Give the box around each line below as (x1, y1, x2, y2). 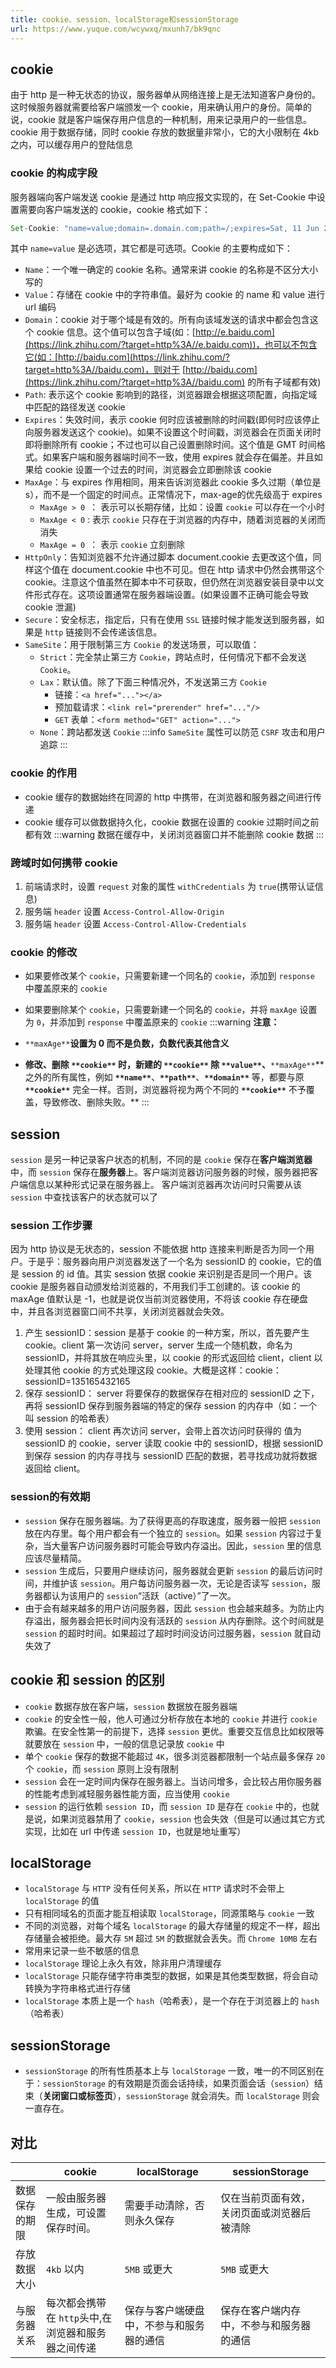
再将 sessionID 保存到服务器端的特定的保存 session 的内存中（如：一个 (24, 1400, 318, 1412)
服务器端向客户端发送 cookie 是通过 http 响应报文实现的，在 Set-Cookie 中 (10, 191, 317, 203)
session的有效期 (10, 1490, 91, 1504)
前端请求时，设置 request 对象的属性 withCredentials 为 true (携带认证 (24, 881, 315, 893)
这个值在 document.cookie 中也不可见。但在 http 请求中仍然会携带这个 (33, 564, 325, 576)
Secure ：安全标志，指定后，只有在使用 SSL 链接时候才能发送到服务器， (24, 614, 317, 626)
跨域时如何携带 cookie (10, 856, 118, 870)
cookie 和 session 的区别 (10, 1672, 165, 1689)
